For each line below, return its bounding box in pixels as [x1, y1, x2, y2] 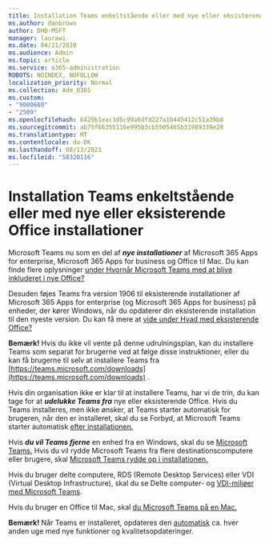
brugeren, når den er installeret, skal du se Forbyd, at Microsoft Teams [8, 414, 241, 423]
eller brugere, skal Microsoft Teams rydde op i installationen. [8, 454, 208, 464]
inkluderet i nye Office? [8, 274, 85, 283]
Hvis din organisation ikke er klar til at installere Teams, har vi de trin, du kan [8, 388, 260, 398]
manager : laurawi [8, 34, 66, 42]
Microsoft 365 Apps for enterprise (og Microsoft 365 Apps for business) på [8, 298, 256, 307]
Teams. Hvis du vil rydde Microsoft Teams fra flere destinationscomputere [8, 446, 254, 456]
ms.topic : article [8, 57, 70, 65]
